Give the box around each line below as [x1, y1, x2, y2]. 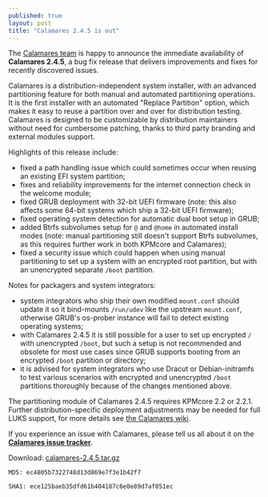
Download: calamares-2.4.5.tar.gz [8, 453, 120, 463]
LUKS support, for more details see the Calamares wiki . [8, 414, 190, 423]
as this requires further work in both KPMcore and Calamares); [19, 239, 227, 249]
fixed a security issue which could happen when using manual [19, 248, 226, 258]
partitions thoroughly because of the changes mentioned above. [19, 381, 232, 391]
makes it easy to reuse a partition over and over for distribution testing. [8, 106, 242, 116]
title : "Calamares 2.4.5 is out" [8, 26, 120, 34]
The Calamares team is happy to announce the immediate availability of [8, 49, 244, 58]
